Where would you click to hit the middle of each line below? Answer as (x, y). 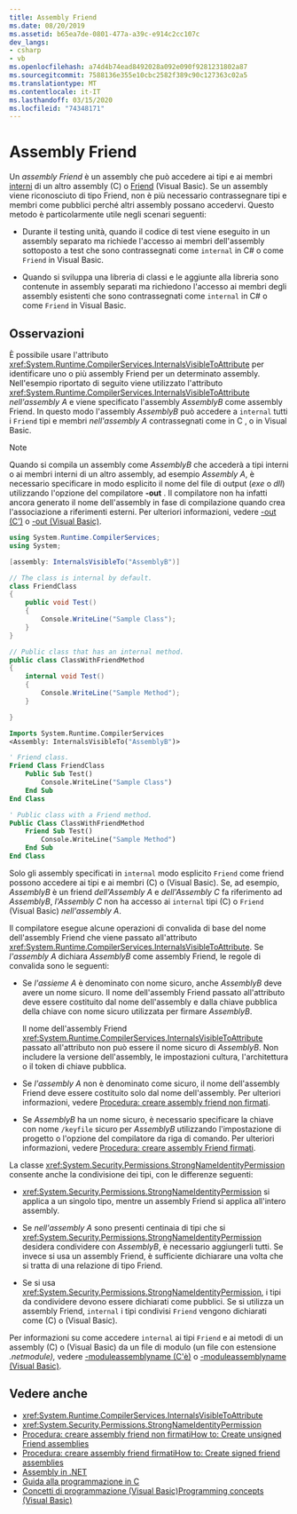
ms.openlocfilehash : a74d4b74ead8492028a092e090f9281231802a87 (129, 67)
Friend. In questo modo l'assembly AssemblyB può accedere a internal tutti (148, 411)
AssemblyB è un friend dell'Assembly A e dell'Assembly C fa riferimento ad (146, 892)
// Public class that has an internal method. (97, 652)
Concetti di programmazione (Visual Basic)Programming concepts (143, 1490)
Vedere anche (49, 1394)
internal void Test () (65, 677)
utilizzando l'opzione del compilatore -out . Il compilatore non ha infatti (138, 493)
